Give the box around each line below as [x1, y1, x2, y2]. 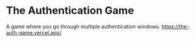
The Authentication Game [6, 4, 135, 17]
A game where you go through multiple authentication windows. [6, 23, 160, 30]
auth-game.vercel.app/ [6, 29, 61, 36]
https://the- [161, 23, 189, 30]
